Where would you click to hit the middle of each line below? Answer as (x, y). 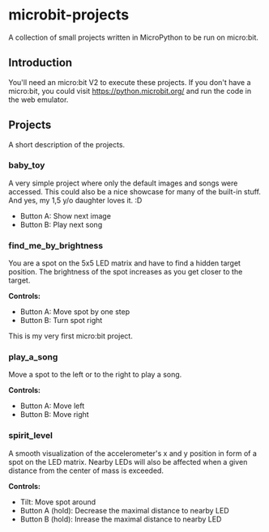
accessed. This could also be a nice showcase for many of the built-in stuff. (135, 191)
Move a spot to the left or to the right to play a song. (95, 375)
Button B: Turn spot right (61, 321)
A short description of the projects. (67, 144)
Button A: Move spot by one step (75, 312)
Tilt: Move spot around (58, 502)
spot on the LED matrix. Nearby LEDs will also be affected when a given (128, 462)
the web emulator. (38, 100)
